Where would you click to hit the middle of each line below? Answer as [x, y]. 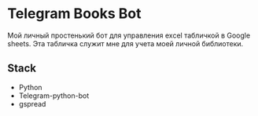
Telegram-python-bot [54, 96]
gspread [32, 103]
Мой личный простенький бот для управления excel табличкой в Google [129, 35]
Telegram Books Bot [74, 14]
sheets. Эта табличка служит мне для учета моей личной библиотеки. [125, 43]
